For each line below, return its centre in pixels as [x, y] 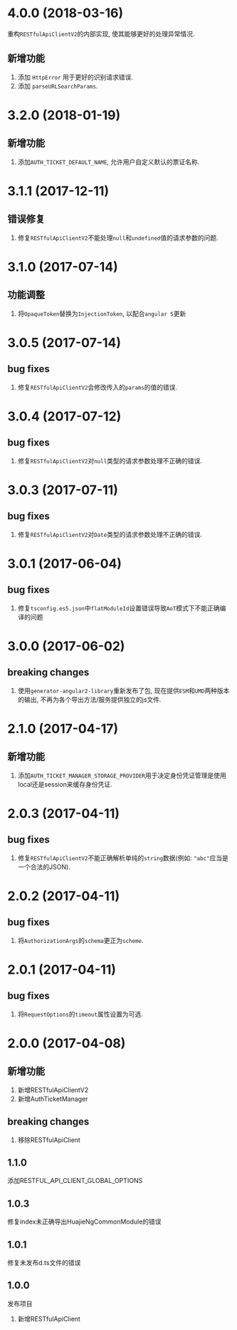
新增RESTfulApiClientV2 [53, 1089]
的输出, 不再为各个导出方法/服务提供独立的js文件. [89, 699]
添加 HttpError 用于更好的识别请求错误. [75, 77]
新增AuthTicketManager [53, 1099]
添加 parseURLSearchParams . [58, 86]
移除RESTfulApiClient [49, 1139]
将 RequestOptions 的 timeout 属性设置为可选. [80, 1014]
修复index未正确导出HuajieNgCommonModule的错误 [84, 1221]
